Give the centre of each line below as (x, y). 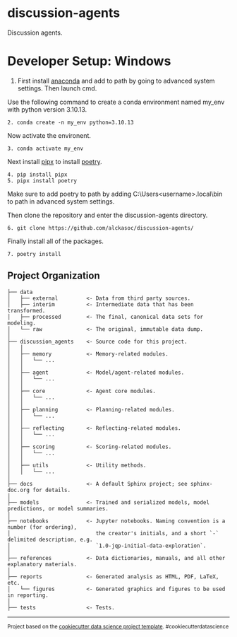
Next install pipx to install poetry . (55, 161)
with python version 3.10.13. (47, 109)
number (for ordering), (42, 527)
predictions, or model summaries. (58, 508)
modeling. (22, 323)
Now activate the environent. (49, 135)
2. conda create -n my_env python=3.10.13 (71, 122)
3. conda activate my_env (45, 148)
